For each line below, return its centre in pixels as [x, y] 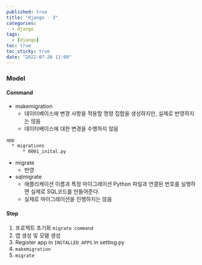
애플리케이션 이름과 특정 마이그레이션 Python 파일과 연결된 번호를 [102, 184]
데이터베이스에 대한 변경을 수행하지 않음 [71, 129]
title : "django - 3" [32, 18]
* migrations [28, 146]
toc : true [19, 46]
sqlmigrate [29, 177]
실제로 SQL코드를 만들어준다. [65, 192]
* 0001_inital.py [44, 151]
